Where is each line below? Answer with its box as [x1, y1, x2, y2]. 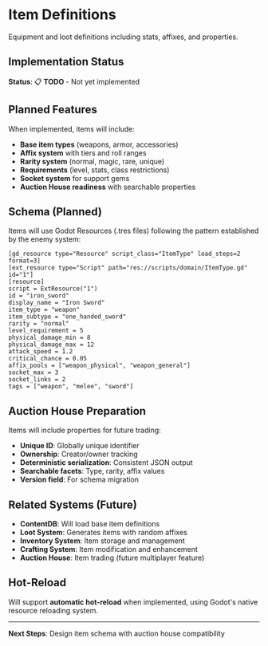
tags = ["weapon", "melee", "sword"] [8, 383, 134, 391]
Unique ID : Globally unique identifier [19, 441, 140, 451]
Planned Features [8, 103, 98, 116]
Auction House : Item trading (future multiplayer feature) [19, 553, 205, 562]
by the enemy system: [8, 234, 81, 244]
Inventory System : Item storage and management [19, 536, 185, 546]
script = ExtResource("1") [8, 285, 98, 293]
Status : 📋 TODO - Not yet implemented [8, 77, 140, 86]
